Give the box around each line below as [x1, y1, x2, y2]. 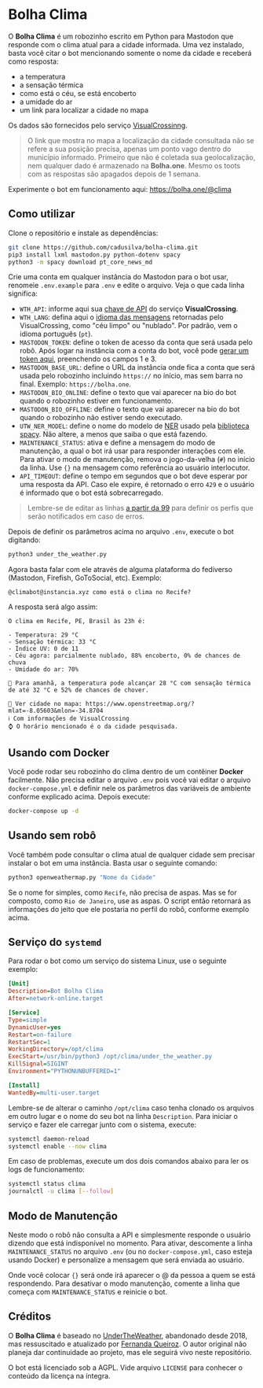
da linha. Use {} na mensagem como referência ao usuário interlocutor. [19, 463, 250, 473]
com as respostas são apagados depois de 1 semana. [27, 169, 201, 179]
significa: [8, 289, 38, 298]
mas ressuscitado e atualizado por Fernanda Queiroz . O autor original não [8, 1339, 247, 1349]
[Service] [8, 1009, 41, 1017]
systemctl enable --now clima [8, 1143, 108, 1150]
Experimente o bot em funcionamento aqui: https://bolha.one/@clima [8, 184, 232, 194]
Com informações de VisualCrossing [13, 714, 130, 723]
